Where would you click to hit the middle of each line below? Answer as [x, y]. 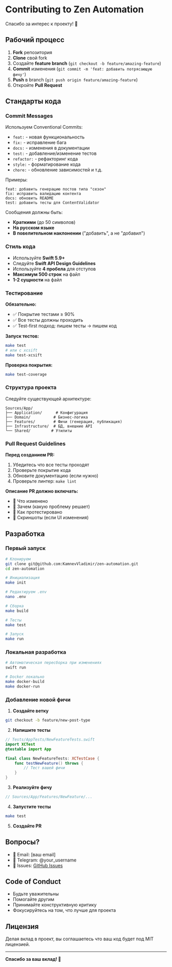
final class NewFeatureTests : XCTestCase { [52, 758]
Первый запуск [26, 548]
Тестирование [24, 293]
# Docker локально [25, 677]
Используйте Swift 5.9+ [39, 258]
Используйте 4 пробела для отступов [54, 269]
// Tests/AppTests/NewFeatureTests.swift [50, 740]
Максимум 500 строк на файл [46, 274]
